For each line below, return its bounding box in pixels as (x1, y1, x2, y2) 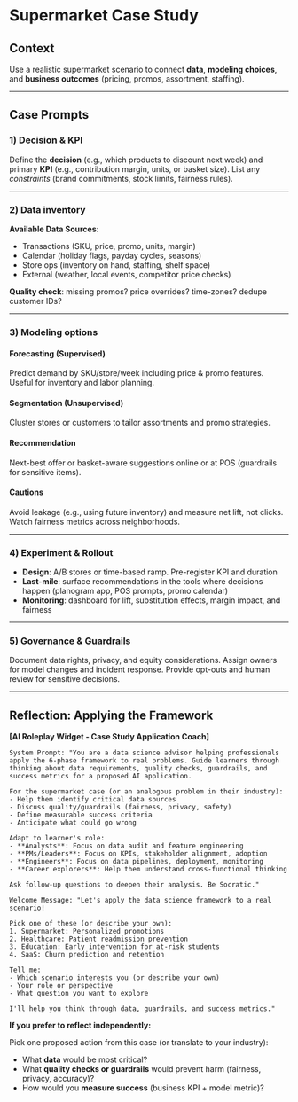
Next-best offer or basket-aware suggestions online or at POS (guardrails (9, 457, 278, 468)
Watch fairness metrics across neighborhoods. (9, 516, 180, 527)
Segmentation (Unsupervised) (9, 397, 124, 408)
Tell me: (9, 965, 42, 975)
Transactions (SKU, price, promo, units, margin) (21, 240, 197, 251)
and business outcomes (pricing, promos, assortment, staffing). (9, 74, 246, 84)
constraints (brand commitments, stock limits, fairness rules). (9, 173, 233, 184)
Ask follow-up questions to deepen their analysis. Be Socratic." (9, 880, 260, 889)
